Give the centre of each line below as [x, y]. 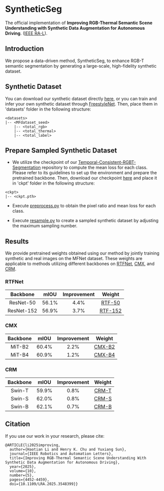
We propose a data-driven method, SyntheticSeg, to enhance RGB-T [75, 61]
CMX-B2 [104, 346]
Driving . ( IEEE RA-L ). [26, 33]
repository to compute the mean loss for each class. [95, 168]
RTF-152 [111, 311]
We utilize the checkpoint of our [45, 162]
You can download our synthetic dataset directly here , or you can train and [81, 98]
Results [17, 241]
